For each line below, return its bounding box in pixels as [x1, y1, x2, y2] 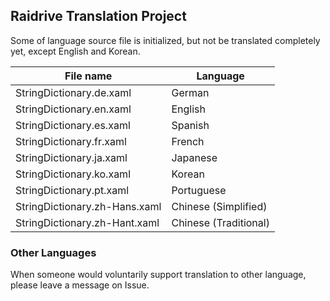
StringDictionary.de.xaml [15, 85, 132, 99]
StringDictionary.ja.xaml [15, 150, 128, 164]
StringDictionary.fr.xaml [15, 134, 127, 148]
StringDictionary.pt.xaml [15, 183, 130, 197]
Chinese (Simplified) [171, 199, 268, 213]
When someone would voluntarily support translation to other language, [10, 269, 307, 281]
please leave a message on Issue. [10, 279, 150, 291]
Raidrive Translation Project [10, 8, 187, 25]
